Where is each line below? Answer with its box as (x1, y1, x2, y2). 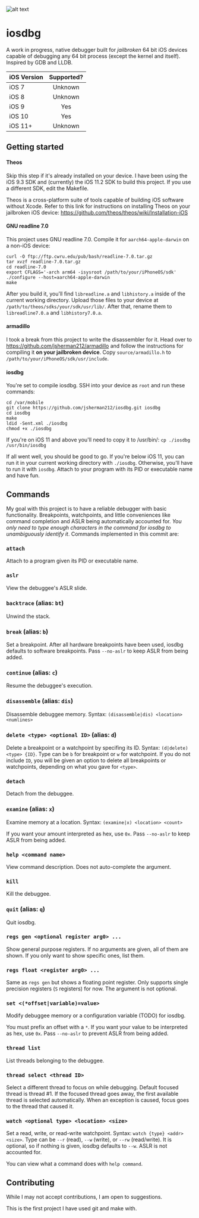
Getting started (6, 142, 64, 152)
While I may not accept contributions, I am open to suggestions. (6, 1194, 162, 1201)
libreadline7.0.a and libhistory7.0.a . (6, 309, 103, 316)
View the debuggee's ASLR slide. (6, 584, 88, 591)
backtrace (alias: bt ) (6, 599, 64, 607)
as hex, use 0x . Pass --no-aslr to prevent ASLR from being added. (6, 1030, 169, 1037)
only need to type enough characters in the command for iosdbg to (6, 524, 171, 531)
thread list (6, 1045, 41, 1052)
